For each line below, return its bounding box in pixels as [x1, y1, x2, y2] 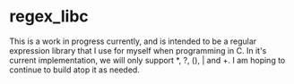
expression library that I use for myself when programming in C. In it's [9, 45, 267, 55]
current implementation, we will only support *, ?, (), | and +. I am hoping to [9, 55, 286, 65]
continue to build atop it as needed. [9, 64, 141, 75]
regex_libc [9, 6, 90, 27]
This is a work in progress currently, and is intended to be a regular [9, 36, 257, 46]
